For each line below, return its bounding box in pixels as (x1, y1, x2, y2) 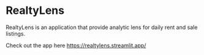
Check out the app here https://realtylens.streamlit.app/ (6, 42, 146, 49)
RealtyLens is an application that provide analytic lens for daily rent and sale (6, 24, 198, 31)
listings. (6, 30, 26, 37)
